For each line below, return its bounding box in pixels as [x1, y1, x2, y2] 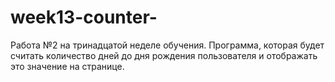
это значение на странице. [10, 60, 125, 72]
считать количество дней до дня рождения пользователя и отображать [10, 49, 318, 61]
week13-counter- [10, 6, 158, 29]
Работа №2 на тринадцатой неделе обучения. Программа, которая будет [10, 39, 325, 51]
